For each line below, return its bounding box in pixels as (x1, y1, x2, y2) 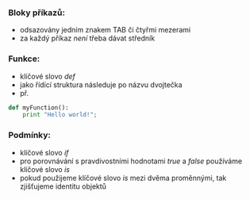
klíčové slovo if (19, 147, 69, 157)
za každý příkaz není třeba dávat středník (19, 33, 156, 43)
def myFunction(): (8, 103, 69, 112)
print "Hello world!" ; (22, 111, 98, 119)
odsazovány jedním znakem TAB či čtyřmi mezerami (19, 25, 191, 35)
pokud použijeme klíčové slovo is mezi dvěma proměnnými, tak (19, 173, 227, 182)
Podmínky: (8, 130, 52, 141)
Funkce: (8, 53, 40, 64)
